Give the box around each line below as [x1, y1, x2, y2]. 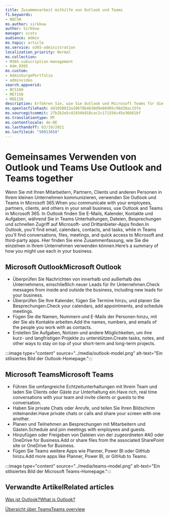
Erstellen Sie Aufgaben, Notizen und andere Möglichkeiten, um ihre [12, 330, 152, 336]
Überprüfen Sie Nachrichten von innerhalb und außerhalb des [12, 276, 141, 282]
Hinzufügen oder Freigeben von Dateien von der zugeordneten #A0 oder [12, 432, 164, 438]
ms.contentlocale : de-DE [5, 120, 58, 125]
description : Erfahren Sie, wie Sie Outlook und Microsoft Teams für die [5, 101, 164, 106]
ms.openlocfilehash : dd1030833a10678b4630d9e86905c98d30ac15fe [5, 106, 141, 111]
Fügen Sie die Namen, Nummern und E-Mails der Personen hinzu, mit [12, 314, 157, 320]
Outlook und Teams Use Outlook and [5, 162, 162, 173]
